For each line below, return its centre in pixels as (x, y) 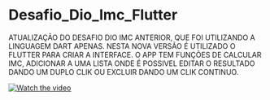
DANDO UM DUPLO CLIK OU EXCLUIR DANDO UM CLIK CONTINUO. (124, 72)
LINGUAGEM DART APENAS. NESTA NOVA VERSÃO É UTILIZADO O (122, 46)
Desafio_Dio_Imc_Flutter (93, 15)
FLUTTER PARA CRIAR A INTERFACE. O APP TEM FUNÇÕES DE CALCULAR (135, 54)
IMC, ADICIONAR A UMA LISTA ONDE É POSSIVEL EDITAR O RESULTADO (132, 63)
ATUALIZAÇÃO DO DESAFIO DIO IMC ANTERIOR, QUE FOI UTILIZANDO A (132, 37)
